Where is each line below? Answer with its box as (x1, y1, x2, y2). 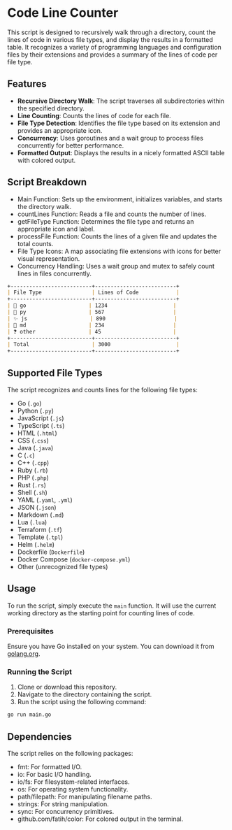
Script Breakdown (7, 176, 87, 188)
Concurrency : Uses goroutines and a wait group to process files (17, 134, 204, 142)
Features (7, 78, 47, 90)
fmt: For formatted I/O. (17, 763, 82, 771)
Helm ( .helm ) (17, 541, 55, 548)
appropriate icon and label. (17, 224, 96, 233)
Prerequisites (7, 626, 54, 636)
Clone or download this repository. (17, 683, 117, 692)
